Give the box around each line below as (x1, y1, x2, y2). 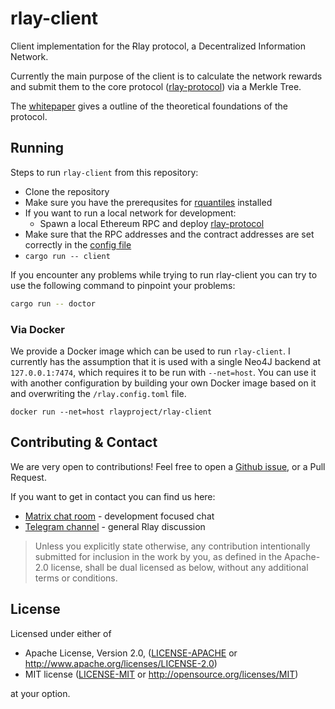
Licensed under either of (10, 627, 112, 639)
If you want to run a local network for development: (24, 207, 237, 219)
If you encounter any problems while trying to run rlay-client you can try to (10, 268, 318, 281)
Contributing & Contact (10, 434, 158, 451)
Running (10, 140, 65, 157)
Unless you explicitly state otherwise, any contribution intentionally (34, 540, 311, 552)
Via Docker (10, 322, 66, 336)
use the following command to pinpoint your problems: (10, 279, 236, 291)
